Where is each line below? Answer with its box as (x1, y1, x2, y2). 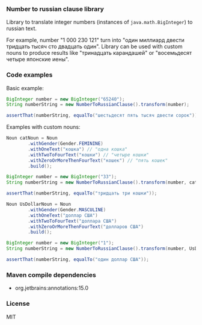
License (6, 300, 30, 308)
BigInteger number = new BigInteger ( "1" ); (6, 240, 114, 246)
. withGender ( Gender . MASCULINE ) (28, 206, 106, 212)
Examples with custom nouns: (6, 123, 81, 131)
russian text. (6, 25, 37, 32)
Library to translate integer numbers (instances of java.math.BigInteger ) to (6, 19, 193, 26)
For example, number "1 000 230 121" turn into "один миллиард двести (6, 37, 185, 44)
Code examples (6, 71, 53, 79)
